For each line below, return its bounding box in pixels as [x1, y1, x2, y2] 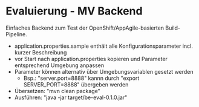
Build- [165, 24, 181, 31]
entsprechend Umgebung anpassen [14, 62, 105, 69]
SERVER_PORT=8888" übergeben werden [23, 80, 129, 88]
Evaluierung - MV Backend [5, 4, 143, 18]
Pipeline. [5, 30, 28, 37]
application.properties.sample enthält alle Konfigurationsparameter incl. [14, 42, 193, 50]
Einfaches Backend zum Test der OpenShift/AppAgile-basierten [5, 24, 165, 31]
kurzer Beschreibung [14, 48, 67, 56]
